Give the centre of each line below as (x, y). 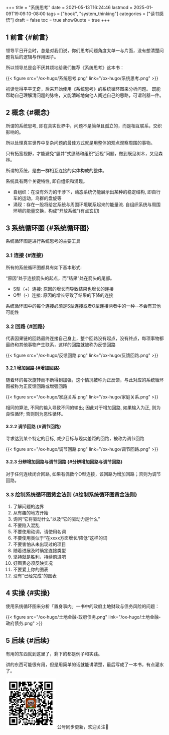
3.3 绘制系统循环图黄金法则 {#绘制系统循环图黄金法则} (71, 494)
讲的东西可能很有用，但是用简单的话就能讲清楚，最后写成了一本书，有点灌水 (85, 664)
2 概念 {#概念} (28, 113)
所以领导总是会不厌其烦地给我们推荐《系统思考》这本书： (65, 68)
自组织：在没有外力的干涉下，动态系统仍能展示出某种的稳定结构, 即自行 (87, 192)
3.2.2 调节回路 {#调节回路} (34, 426)
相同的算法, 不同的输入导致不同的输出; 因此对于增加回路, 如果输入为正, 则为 (83, 408)
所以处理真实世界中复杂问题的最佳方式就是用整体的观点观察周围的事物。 (80, 143)
